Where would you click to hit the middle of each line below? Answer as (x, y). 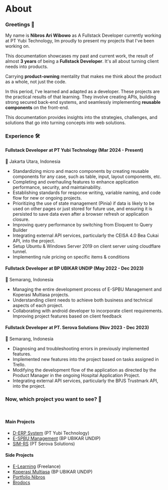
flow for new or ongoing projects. (47, 198)
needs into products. (27, 67)
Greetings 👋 (20, 25)
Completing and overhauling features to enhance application (75, 181)
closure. (21, 219)
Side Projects (19, 455)
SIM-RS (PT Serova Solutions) (44, 444)
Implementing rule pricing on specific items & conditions (71, 257)
